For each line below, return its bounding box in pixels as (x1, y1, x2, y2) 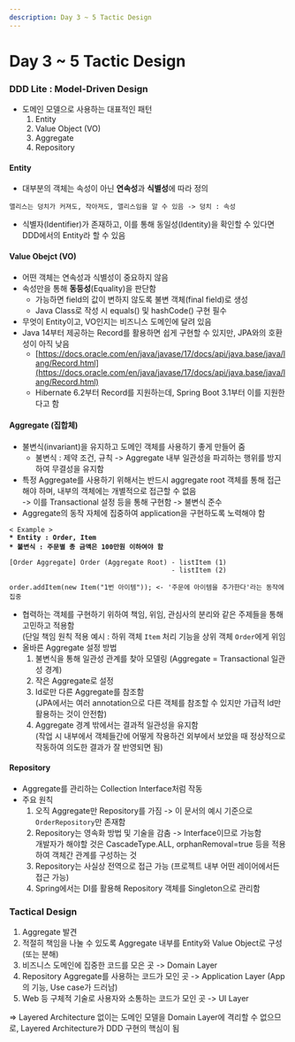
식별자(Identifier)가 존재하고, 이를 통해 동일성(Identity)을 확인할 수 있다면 (21, 219, 276, 230)
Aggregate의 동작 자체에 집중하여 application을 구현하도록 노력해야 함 (21, 507, 266, 518)
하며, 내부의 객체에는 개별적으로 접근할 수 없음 (38, 485, 197, 496)
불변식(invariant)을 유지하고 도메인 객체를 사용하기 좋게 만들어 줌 (21, 441, 246, 452)
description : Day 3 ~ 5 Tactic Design (9, 12, 152, 22)
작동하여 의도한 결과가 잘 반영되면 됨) (34, 741, 163, 753)
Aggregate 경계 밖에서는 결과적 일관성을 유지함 (34, 719, 199, 730)
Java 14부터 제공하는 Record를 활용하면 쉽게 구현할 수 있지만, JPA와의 (21, 327, 267, 337)
